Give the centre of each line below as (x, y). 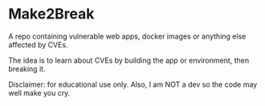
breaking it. (27, 68)
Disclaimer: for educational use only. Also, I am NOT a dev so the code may (133, 84)
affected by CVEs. (38, 44)
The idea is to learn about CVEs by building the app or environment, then (129, 60)
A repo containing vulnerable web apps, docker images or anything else (127, 36)
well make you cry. (39, 92)
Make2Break (51, 14)
